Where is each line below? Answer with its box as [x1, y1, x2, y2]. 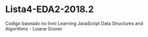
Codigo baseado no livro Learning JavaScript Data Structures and [5, 20, 143, 26]
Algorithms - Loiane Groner [5, 25, 63, 31]
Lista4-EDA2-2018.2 [5, 4, 94, 15]
